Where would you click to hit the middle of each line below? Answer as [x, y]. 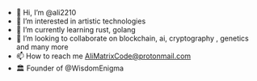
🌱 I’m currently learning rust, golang [76, 30]
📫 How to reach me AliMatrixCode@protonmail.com [103, 56]
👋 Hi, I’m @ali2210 [46, 13]
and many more [42, 47]
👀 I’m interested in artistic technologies [81, 21]
